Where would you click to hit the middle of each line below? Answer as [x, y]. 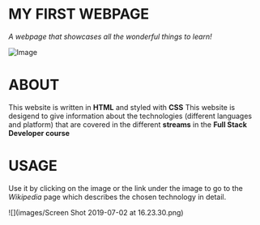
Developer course [39, 133]
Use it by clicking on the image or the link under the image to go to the [126, 188]
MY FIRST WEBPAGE [79, 14]
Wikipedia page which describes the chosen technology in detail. [117, 197]
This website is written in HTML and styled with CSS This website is [122, 107]
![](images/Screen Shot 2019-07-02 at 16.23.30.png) [96, 212]
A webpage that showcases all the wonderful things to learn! [110, 36]
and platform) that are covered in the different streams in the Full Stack [128, 124]
